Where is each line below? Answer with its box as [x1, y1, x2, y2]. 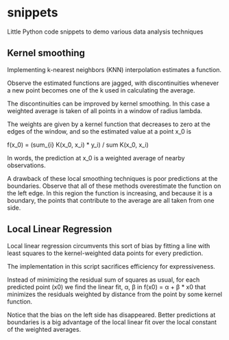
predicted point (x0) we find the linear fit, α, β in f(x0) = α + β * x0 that [7, 282, 206, 291]
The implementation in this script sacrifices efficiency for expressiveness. [7, 262, 216, 270]
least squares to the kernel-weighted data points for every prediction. [7, 249, 204, 257]
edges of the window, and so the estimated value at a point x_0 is [7, 127, 192, 135]
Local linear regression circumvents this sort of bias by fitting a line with [7, 241, 210, 250]
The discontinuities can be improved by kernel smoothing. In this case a [7, 99, 210, 108]
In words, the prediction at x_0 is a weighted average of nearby [7, 154, 185, 162]
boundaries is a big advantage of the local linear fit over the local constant [7, 317, 217, 326]
